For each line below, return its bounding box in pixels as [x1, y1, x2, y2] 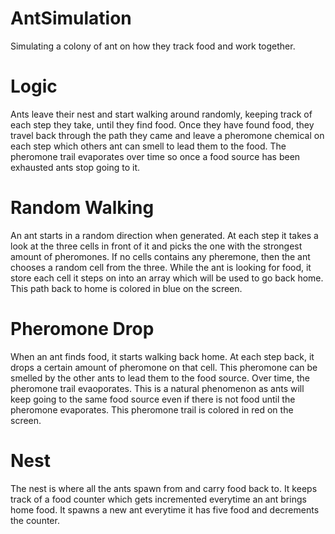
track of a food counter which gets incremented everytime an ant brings [10, 493, 307, 505]
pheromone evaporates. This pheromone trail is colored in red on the [10, 403, 294, 416]
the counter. [10, 514, 60, 526]
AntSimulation [10, 7, 132, 30]
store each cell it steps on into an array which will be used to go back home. [10, 272, 324, 284]
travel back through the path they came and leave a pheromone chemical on [10, 129, 325, 141]
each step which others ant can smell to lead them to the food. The [10, 140, 287, 152]
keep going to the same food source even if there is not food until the [10, 393, 296, 405]
